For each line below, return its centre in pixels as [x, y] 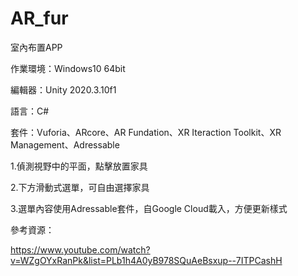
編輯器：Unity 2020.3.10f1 [63, 89]
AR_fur [39, 18]
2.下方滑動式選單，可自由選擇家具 [80, 187]
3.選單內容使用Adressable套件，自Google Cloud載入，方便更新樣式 [149, 208]
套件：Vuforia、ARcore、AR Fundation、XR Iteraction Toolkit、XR [146, 132]
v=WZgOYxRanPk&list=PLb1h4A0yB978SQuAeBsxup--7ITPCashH [146, 260]
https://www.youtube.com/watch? [80, 249]
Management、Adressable [65, 144]
